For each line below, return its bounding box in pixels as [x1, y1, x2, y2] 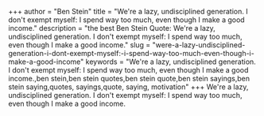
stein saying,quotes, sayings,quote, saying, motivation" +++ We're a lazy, [8, 82, 249, 92]
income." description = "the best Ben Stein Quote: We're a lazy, [8, 24, 216, 32]
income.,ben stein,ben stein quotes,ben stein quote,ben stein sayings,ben [8, 74, 250, 83]
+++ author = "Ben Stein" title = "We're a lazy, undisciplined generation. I [8, 7, 248, 16]
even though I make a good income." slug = [8, 40, 151, 50]
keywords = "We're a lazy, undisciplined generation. [85, 57, 256, 66]
